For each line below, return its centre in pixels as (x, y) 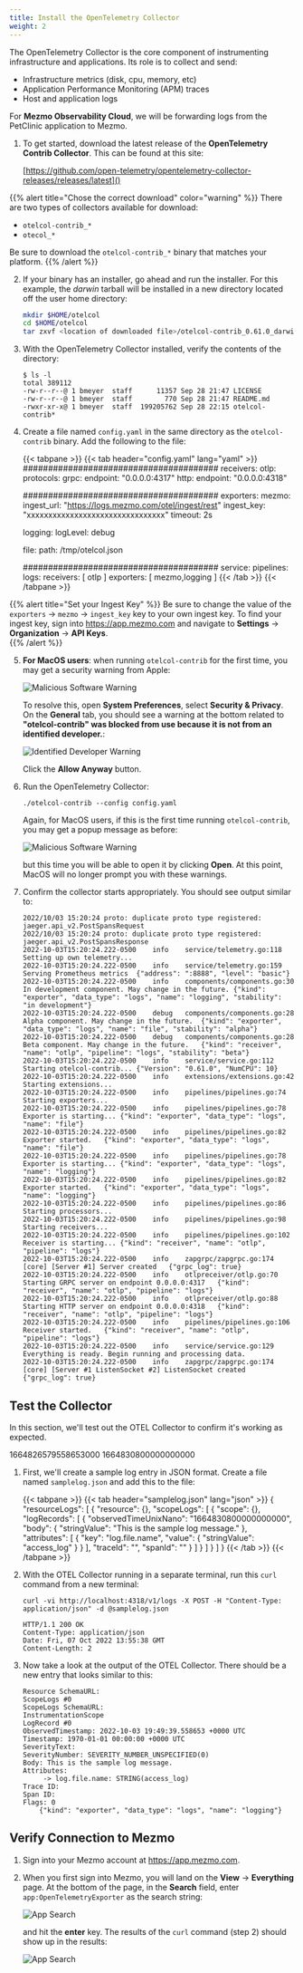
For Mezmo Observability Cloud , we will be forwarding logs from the (138, 116)
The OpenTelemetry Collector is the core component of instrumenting (139, 52)
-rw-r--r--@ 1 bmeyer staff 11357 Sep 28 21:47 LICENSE (142, 391)
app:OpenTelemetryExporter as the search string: (113, 1896)
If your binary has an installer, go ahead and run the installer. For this (150, 279)
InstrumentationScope (63, 1715)
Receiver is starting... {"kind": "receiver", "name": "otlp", (144, 1243)
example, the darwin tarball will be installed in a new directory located (152, 289)
